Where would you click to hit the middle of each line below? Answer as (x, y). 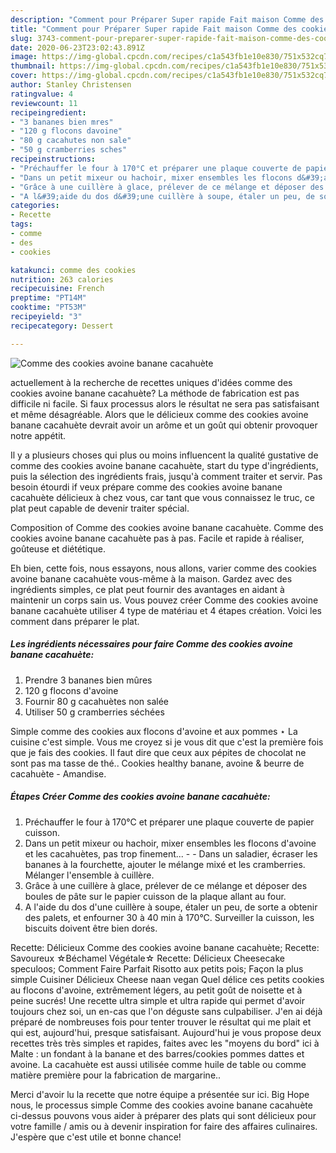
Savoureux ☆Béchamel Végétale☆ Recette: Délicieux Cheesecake (147, 958)
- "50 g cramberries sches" (69, 150)
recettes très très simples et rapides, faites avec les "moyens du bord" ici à (165, 1043)
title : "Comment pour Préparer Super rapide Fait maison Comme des (154, 29)
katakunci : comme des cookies (73, 270)
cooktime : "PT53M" (48, 307)
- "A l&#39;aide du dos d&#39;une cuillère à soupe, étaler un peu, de (162, 196)
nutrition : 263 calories (62, 279)
